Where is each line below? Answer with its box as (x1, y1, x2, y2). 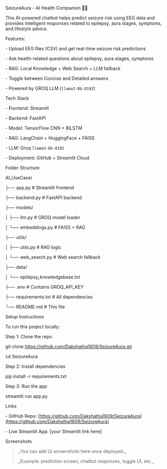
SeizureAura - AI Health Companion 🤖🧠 (5, 5, 88, 11)
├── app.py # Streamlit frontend (5, 185, 74, 191)
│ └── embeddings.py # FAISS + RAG (5, 225, 86, 230)
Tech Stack (5, 95, 29, 101)
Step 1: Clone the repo (5, 334, 52, 339)
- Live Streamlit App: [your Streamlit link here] (5, 429, 102, 434)
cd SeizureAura (5, 354, 38, 359)
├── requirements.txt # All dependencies (5, 294, 93, 300)
